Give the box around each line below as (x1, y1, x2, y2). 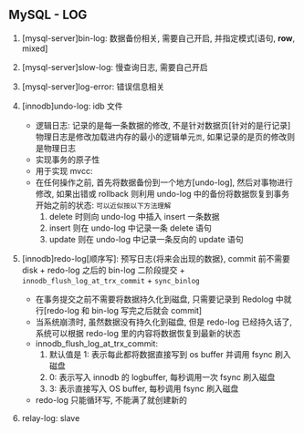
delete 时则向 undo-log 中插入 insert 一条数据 (48, 211, 220, 222)
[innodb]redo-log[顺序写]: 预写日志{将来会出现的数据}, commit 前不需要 (21, 253, 291, 263)
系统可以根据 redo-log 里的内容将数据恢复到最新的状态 (35, 327, 241, 338)
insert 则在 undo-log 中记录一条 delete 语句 (48, 222, 212, 233)
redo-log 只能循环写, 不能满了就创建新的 (35, 394, 188, 405)
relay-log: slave (21, 412, 80, 423)
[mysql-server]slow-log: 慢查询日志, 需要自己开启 (21, 61, 208, 72)
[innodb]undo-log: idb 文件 (21, 100, 124, 111)
